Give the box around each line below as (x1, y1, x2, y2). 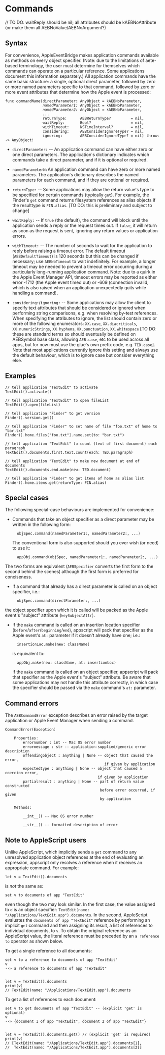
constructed (5, 784, 30, 789)
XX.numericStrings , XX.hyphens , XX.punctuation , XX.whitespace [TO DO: (12, 325, 157, 332)
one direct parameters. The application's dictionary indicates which (12, 152, 149, 158)
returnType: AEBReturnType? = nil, (42, 116, 144, 121)
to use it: (12, 545, 31, 551)
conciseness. (5, 574, 32, 580)
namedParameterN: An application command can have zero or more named (12, 166, 161, 172)
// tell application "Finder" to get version (5, 411, 100, 416)
